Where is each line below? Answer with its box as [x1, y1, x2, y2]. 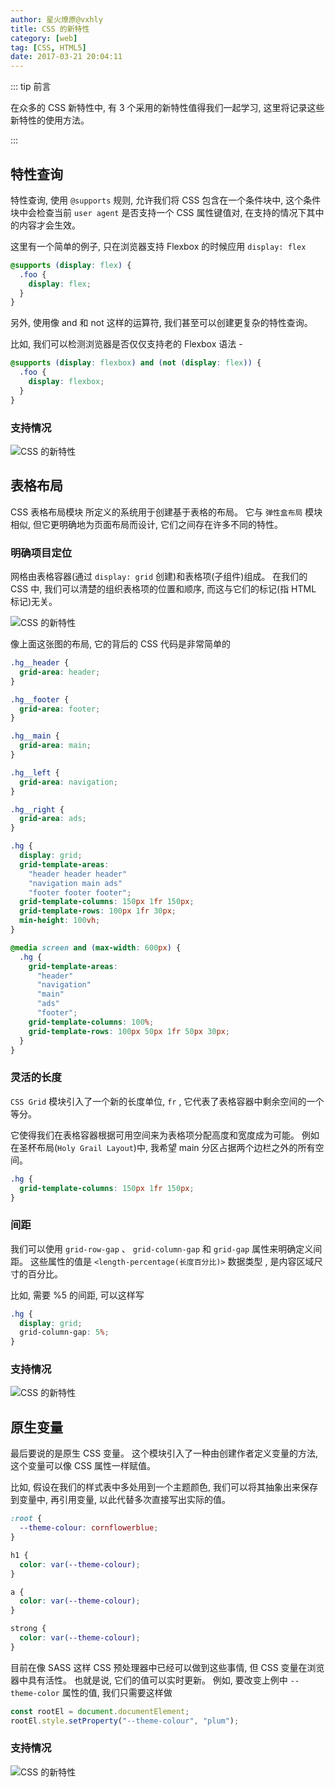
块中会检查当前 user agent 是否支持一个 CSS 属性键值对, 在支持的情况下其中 [10, 206, 325, 218]
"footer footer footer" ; [28, 887, 132, 898]
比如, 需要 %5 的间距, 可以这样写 [10, 1289, 145, 1301]
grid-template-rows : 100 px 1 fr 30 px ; [19, 906, 177, 916]
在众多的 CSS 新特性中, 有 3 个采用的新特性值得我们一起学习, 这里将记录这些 [10, 102, 325, 114]
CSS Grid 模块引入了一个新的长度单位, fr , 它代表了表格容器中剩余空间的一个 [10, 1095, 325, 1107]
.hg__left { [10, 767, 60, 778]
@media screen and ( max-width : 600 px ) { [10, 942, 182, 953]
